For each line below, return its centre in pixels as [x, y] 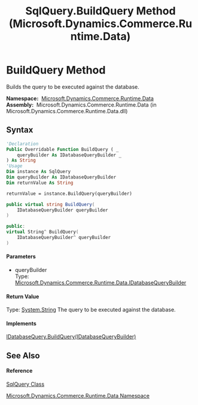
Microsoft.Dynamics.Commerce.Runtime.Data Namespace [78, 395]
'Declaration [22, 144]
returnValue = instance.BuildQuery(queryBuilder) [69, 194]
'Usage [14, 166]
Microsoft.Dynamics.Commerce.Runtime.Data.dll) [67, 111]
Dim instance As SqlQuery [38, 172]
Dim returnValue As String [40, 183]
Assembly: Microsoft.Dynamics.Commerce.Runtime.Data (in [81, 105]
